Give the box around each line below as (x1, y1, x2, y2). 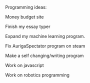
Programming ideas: (5, 4, 47, 10)
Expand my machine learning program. (5, 33, 85, 39)
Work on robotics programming (5, 72, 70, 78)
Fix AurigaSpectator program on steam (5, 43, 85, 49)
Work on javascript (5, 62, 44, 68)
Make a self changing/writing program (5, 52, 84, 58)
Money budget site (5, 14, 44, 19)
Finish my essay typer (5, 23, 50, 29)
